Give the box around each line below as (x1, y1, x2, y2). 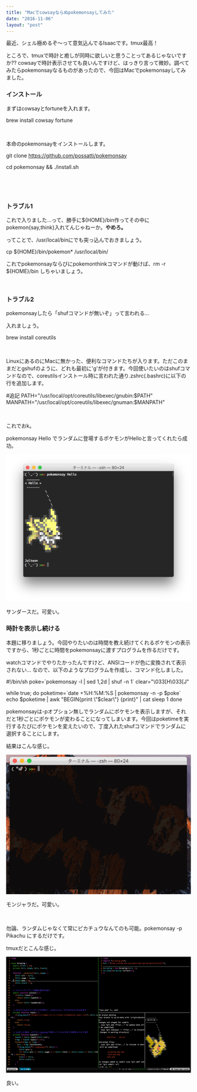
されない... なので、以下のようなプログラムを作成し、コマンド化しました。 (6, 666, 186, 673)
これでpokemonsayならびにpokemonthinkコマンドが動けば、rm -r (6, 260, 166, 267)
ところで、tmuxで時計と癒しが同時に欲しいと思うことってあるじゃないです (6, 52, 187, 59)
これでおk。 (6, 422, 35, 429)
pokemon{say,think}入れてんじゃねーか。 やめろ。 (6, 224, 127, 231)
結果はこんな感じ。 (6, 742, 53, 749)
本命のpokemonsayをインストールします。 (6, 140, 108, 147)
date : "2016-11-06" (6, 15, 54, 22)
